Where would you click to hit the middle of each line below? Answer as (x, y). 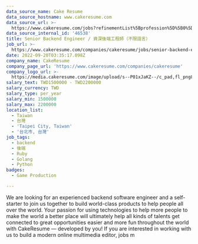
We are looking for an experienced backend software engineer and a (90, 197)
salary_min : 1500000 (32, 99)
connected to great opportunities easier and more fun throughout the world (98, 222)
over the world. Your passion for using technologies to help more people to (97, 210)
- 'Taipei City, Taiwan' (42, 126)
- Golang (22, 159)
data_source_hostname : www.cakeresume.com (59, 17)
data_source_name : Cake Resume (44, 11)
